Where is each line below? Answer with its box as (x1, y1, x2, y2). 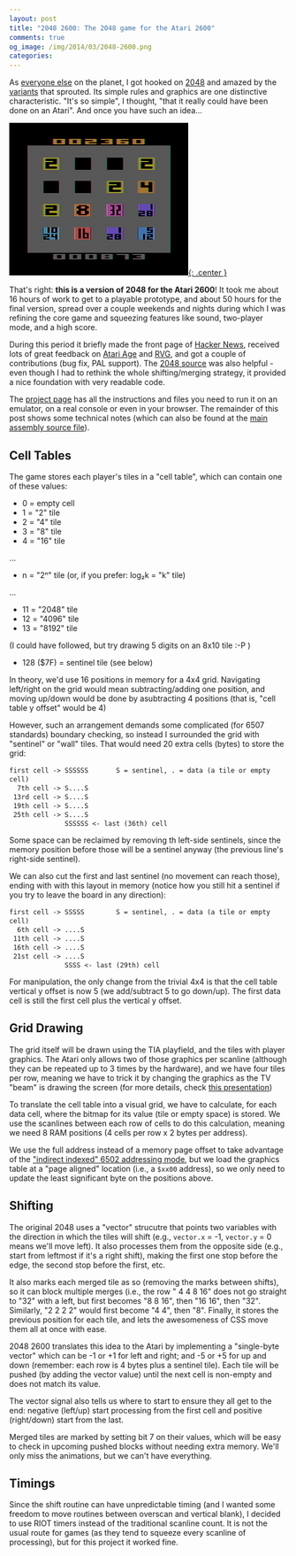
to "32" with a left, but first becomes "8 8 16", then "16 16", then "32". (9, 1295, 261, 1306)
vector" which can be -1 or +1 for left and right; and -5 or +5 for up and (9, 1350, 267, 1360)
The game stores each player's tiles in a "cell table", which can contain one (9, 471, 283, 481)
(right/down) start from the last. (9, 1414, 124, 1425)
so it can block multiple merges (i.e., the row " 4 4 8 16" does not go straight (9, 1286, 287, 1297)
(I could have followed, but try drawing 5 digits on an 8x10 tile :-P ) (9, 640, 251, 651)
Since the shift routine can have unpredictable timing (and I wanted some (9, 1499, 276, 1510)
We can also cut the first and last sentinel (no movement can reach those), (9, 870, 280, 881)
